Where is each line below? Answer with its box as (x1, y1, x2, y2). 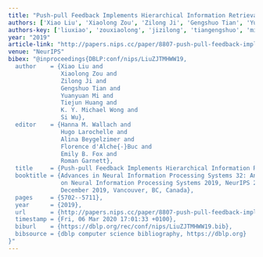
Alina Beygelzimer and (60, 135, 135, 143)
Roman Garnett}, (60, 157, 113, 165)
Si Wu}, (60, 114, 86, 121)
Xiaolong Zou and (60, 70, 117, 78)
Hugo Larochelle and (60, 128, 128, 136)
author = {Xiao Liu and (15, 63, 103, 71)
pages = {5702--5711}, (15, 194, 103, 201)
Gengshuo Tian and (60, 84, 121, 92)
